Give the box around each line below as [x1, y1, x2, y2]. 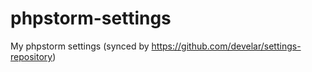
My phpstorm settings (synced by [10, 40, 150, 52]
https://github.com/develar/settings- [151, 40, 302, 52]
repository [10, 50, 53, 62]
